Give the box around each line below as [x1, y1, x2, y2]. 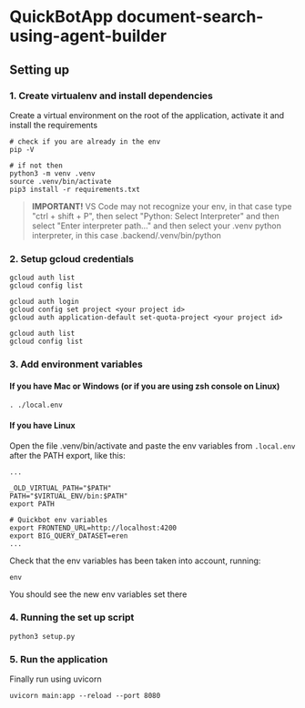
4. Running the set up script [9, 612, 135, 624]
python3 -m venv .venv [9, 168, 96, 178]
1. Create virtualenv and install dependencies [9, 89, 214, 102]
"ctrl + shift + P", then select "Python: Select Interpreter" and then [31, 210, 280, 221]
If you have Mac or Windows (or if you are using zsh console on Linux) [9, 380, 280, 391]
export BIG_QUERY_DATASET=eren [9, 531, 128, 541]
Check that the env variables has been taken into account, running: [9, 555, 261, 566]
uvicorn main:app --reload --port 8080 [9, 692, 161, 701]
